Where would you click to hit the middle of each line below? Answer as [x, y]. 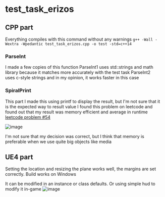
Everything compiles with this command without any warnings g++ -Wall [79, 39]
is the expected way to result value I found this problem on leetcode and [79, 106]
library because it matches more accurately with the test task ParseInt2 [78, 72]
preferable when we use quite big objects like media [58, 142]
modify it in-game [23, 189]
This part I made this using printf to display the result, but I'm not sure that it [82, 101]
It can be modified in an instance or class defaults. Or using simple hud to [80, 184]
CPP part [19, 27]
